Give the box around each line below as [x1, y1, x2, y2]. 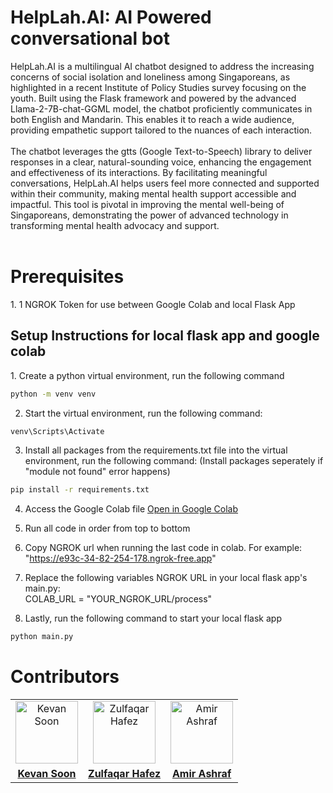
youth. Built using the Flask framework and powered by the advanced [10, 92, 297, 104]
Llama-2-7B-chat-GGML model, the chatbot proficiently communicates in [10, 102, 313, 115]
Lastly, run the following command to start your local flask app [24, 612, 282, 625]
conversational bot [10, 27, 170, 50]
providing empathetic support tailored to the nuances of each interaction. [10, 124, 313, 136]
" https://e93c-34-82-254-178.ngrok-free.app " [24, 552, 217, 565]
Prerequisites [10, 266, 125, 288]
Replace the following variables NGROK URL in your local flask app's [24, 572, 308, 584]
